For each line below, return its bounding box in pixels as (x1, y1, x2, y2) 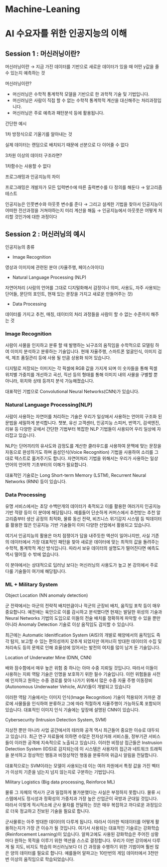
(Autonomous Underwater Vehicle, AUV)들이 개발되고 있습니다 (5, 684, 131, 690)
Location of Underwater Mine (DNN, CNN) (5, 654, 92, 661)
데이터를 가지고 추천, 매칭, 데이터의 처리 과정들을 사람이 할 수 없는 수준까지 (5, 311, 150, 317)
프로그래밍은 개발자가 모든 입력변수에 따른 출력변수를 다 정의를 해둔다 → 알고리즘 (5, 184, 163, 191)
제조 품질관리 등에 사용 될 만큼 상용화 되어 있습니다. (11, 355, 111, 361)
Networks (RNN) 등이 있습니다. (5, 478, 67, 484)
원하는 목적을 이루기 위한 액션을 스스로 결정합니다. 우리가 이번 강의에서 (14, 837, 152, 843)
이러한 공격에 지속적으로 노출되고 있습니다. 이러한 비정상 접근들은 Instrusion (14, 739, 163, 746)
